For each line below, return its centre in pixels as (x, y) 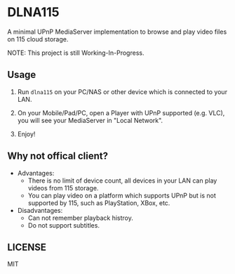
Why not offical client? (58, 156)
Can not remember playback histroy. (80, 218)
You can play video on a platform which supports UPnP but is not (122, 195)
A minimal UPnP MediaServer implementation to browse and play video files (117, 32)
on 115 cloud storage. (38, 39)
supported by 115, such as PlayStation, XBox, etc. (99, 203)
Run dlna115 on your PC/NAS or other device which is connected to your (122, 91)
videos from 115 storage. (63, 188)
